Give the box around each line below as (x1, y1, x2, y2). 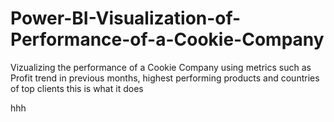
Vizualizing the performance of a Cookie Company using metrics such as (10, 61, 312, 73)
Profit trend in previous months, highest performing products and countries (10, 72, 320, 84)
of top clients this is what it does (10, 82, 144, 94)
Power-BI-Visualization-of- (10, 7, 242, 30)
